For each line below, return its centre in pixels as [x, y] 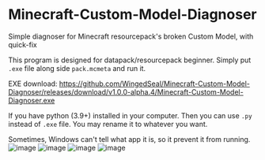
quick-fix [23, 44]
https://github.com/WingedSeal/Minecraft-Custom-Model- [155, 84]
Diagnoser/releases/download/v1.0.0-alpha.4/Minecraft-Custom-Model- [126, 91]
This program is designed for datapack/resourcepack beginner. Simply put [130, 60]
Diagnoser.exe [32, 100]
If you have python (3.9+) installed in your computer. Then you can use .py [130, 115]
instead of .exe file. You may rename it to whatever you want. [108, 124]
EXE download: [33, 84]
